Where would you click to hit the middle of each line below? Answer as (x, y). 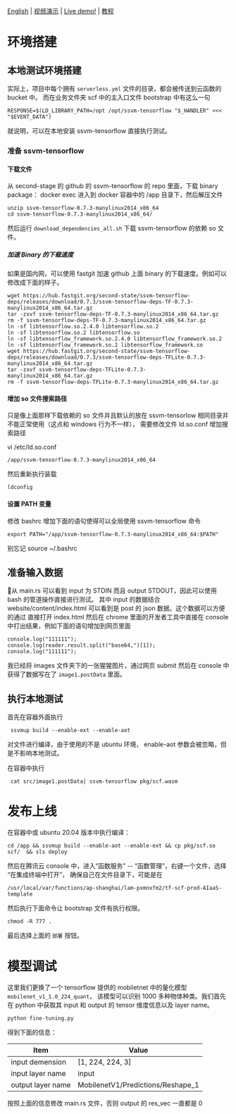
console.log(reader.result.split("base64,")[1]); (82, 645)
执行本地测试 (35, 699)
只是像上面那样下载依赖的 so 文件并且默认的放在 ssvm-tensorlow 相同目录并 (118, 416)
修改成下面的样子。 (35, 283)
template (20, 894)
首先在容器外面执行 (35, 717)
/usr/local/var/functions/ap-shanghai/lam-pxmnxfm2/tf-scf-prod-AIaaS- (114, 888)
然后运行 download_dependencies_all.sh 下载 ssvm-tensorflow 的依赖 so (112, 228)
